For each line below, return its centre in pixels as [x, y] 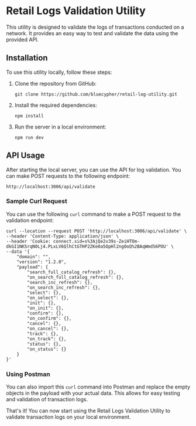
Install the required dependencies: [56, 105]
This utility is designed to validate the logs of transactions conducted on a [95, 27]
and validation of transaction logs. [47, 400]
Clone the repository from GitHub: [55, 83]
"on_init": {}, [46, 308]
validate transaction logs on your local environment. [68, 417]
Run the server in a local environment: [60, 127]
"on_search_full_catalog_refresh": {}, [76, 277]
